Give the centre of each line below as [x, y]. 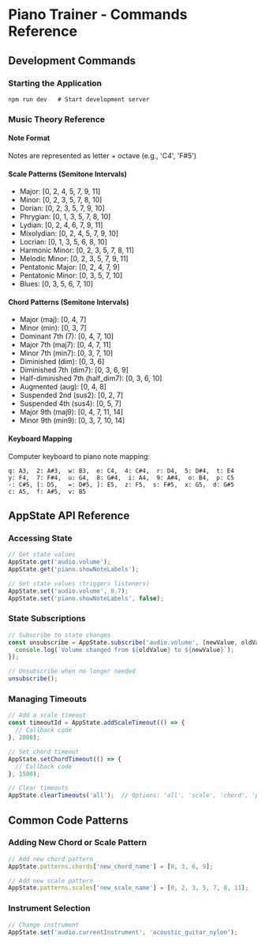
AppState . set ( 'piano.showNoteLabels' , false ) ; [86, 598]
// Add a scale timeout [47, 715]
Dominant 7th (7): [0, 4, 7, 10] [67, 336]
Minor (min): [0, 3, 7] [53, 328]
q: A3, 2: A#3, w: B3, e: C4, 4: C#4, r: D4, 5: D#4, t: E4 [121, 471]
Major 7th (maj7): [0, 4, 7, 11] [65, 345]
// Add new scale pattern [50, 881]
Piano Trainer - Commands [98, 15]
